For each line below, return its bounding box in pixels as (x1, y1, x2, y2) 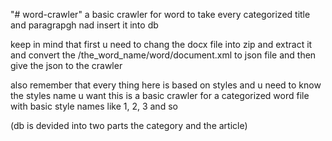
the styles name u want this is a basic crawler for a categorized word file (10, 90, 310, 101)
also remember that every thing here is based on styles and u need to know (10, 79, 322, 91)
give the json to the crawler (10, 60, 123, 71)
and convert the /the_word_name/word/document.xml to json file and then (10, 49, 317, 61)
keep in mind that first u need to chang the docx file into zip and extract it (10, 39, 313, 50)
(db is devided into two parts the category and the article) (10, 120, 248, 131)
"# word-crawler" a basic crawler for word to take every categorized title (10, 9, 311, 20)
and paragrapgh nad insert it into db (10, 19, 159, 31)
